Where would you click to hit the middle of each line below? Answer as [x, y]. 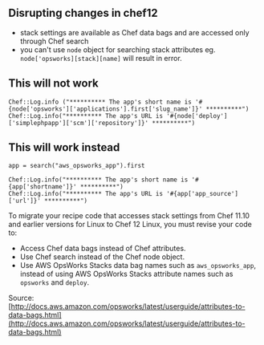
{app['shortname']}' [43, 187]
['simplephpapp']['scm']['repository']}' [79, 123]
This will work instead [64, 148]
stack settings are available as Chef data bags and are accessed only [135, 32]
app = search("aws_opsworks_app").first [77, 166]
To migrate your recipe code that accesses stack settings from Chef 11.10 [129, 216]
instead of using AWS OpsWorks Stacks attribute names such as [126, 274]
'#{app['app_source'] [202, 194]
